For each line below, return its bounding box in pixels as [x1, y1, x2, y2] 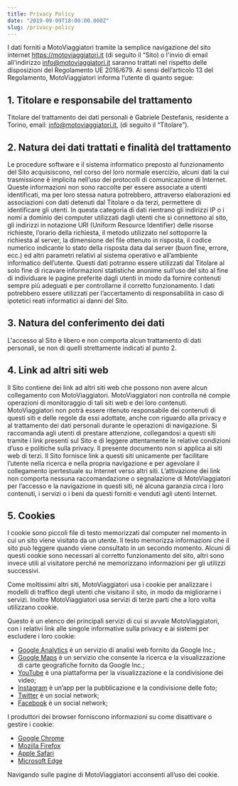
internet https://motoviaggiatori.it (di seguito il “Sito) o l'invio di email [7, 51, 208, 59]
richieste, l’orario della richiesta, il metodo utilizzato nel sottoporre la [7, 229, 207, 237]
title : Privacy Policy [7, 10, 75, 18]
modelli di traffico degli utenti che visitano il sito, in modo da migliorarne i [7, 588, 222, 596]
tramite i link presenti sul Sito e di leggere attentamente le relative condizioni [7, 436, 231, 445]
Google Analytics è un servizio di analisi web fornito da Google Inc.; [17, 646, 216, 654]
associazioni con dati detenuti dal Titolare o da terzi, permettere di [7, 198, 202, 207]
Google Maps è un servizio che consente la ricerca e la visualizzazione [17, 653, 226, 662]
